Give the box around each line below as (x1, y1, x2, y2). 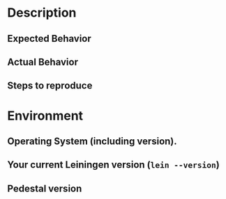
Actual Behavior (7, 56, 79, 67)
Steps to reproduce (7, 80, 93, 92)
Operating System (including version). (7, 135, 178, 147)
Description (7, 5, 77, 21)
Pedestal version (7, 182, 82, 194)
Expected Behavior (7, 33, 92, 45)
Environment (7, 108, 84, 123)
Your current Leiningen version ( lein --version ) (7, 159, 220, 171)
